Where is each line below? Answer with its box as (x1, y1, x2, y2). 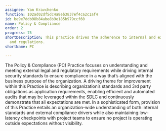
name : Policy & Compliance (5, 21, 61, 26)
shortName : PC (5, 44, 35, 49)
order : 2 (5, 26, 23, 31)
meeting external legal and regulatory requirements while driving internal (5, 67, 153, 73)
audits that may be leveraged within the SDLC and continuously (5, 94, 134, 100)
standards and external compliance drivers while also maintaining (5, 110, 139, 116)
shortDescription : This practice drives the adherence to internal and (5, 35, 156, 40)
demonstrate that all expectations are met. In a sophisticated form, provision (5, 99, 161, 105)
